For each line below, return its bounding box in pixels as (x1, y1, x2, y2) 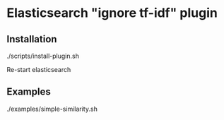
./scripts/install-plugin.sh (6, 52, 79, 60)
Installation (6, 33, 57, 45)
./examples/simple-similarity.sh (6, 104, 98, 113)
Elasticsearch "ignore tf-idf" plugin (6, 5, 218, 21)
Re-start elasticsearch (6, 66, 71, 73)
